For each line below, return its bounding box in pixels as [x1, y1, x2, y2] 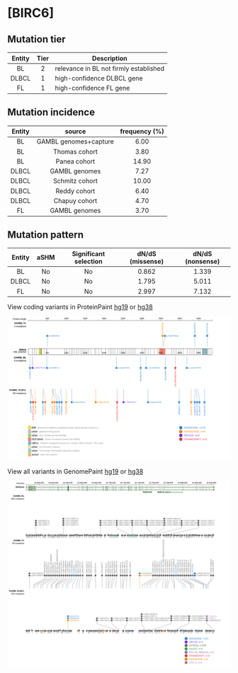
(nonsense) [185, 257, 220, 265]
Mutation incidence [7, 106, 96, 118]
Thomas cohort [52, 147, 98, 156]
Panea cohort [55, 157, 96, 166]
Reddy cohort [55, 186, 96, 195]
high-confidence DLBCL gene [55, 74, 143, 82]
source [64, 127, 86, 136]
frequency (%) [120, 127, 164, 136]
